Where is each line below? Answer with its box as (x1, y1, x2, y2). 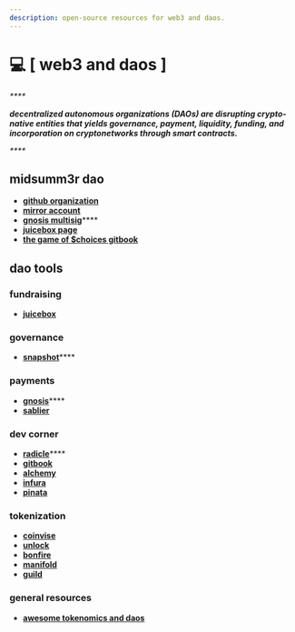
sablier (22, 405, 50, 416)
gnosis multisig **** (22, 215, 98, 226)
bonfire (22, 549, 52, 560)
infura (22, 477, 47, 487)
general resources (9, 592, 93, 605)
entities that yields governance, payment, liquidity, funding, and (35, 117, 284, 128)
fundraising (9, 287, 62, 300)
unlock (22, 540, 50, 551)
